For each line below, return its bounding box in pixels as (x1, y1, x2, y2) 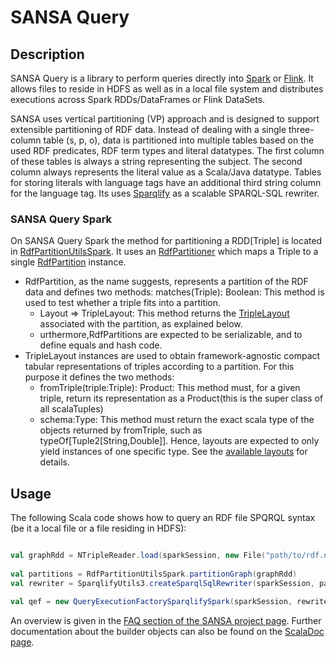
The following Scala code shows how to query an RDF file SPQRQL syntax (10, 512, 316, 524)
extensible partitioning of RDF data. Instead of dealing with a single (10, 124, 287, 135)
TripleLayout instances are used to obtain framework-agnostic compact (24, 350, 321, 362)
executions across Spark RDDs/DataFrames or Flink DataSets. (10, 94, 266, 105)
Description (10, 46, 85, 63)
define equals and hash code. (39, 339, 163, 351)
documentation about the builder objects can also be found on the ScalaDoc (10, 626, 325, 638)
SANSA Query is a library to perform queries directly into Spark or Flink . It (10, 72, 314, 84)
